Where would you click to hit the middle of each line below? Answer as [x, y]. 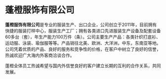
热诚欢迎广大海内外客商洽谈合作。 [40, 55]
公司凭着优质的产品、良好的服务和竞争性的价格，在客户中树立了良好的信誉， [83, 49]
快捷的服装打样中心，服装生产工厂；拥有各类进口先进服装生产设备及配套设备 [83, 30]
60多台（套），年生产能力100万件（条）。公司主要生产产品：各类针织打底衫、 [83, 37]
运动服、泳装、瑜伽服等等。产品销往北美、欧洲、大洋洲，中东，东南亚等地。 [83, 43]
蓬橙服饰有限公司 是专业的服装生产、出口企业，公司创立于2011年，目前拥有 [81, 25]
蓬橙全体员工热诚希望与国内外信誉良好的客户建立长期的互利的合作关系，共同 [83, 66]
